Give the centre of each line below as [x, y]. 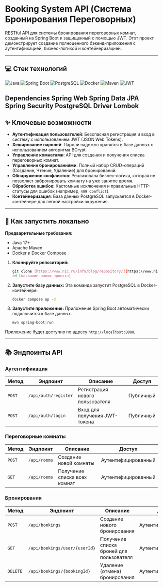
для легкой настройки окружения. [73, 201]
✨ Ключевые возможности [49, 123]
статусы [20, 191]
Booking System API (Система [68, 9]
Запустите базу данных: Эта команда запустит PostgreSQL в [76, 285]
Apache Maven [27, 247]
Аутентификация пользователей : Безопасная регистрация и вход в [83, 134]
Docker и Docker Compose [39, 253]
